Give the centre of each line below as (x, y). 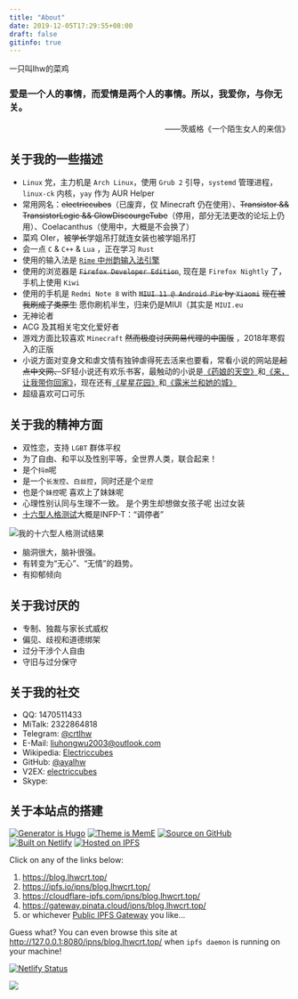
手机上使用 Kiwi (51, 282)
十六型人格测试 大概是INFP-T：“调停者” (93, 515)
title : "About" (37, 17)
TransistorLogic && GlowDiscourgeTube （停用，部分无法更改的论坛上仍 (153, 215)
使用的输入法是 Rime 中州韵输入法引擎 (91, 260)
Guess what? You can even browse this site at (93, 932)
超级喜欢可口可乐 (53, 394)
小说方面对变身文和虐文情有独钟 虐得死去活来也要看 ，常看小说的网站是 (151, 361)
